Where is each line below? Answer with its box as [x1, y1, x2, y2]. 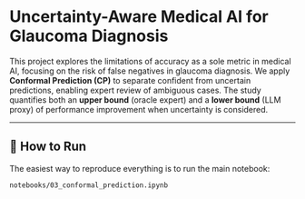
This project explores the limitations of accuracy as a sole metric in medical [9, 55, 292, 66]
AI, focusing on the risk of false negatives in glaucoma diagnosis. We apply [9, 65, 290, 76]
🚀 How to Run [9, 139, 87, 154]
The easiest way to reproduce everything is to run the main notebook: [9, 163, 271, 174]
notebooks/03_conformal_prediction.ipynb [9, 180, 169, 190]
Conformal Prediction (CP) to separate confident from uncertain [9, 75, 251, 85]
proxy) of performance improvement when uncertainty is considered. [9, 104, 269, 114]
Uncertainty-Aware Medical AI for [9, 6, 270, 27]
